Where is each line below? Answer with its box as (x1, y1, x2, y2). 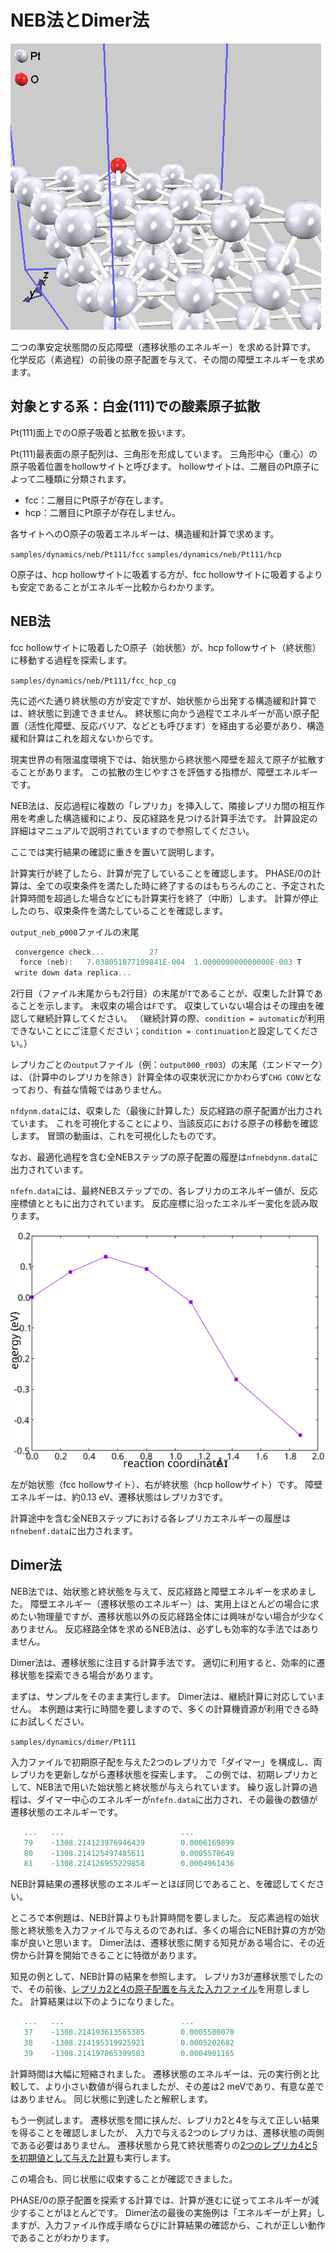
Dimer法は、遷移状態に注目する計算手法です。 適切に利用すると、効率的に (10, 1656, 317, 1668)
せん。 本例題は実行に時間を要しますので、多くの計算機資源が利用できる (10, 1702, 311, 1715)
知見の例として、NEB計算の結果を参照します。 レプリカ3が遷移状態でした (10, 1971, 315, 1983)
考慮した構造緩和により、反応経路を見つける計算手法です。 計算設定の (27, 812, 318, 824)
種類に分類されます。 (44, 472, 132, 485)
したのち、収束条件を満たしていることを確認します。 (10, 904, 229, 916)
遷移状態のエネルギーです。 (10, 1806, 123, 1818)
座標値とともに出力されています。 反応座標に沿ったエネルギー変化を (10, 1197, 293, 1210)
